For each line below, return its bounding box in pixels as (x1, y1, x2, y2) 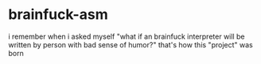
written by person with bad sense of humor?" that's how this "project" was (8, 40, 253, 49)
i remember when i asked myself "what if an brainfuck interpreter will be (8, 32, 245, 41)
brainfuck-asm (8, 6, 109, 24)
